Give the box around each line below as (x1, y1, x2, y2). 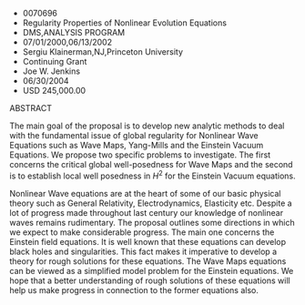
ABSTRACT (9, 103, 53, 113)
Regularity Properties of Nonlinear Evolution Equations (22, 17, 228, 28)
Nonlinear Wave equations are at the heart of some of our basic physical (9, 188, 281, 198)
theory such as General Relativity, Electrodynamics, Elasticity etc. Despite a (9, 198, 293, 208)
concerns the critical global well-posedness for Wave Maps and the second (9, 159, 293, 169)
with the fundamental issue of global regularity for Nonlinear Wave (9, 130, 259, 140)
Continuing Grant (22, 56, 87, 66)
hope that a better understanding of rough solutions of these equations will (9, 275, 290, 286)
